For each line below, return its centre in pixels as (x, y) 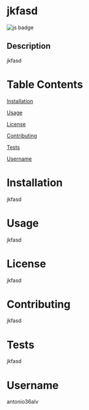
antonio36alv (23, 402)
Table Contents (45, 84)
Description (29, 46)
